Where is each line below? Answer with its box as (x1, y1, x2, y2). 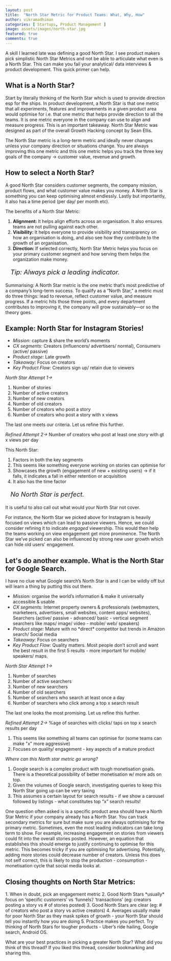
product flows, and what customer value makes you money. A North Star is (5, 187, 163, 193)
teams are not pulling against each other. (12, 224, 99, 230)
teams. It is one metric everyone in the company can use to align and (5, 116, 151, 123)
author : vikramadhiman (5, 17, 54, 22)
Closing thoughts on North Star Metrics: (5, 878, 136, 886)
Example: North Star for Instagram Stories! (5, 324, 144, 332)
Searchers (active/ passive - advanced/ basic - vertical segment (12, 615, 149, 621)
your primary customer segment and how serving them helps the (12, 251, 150, 257)
